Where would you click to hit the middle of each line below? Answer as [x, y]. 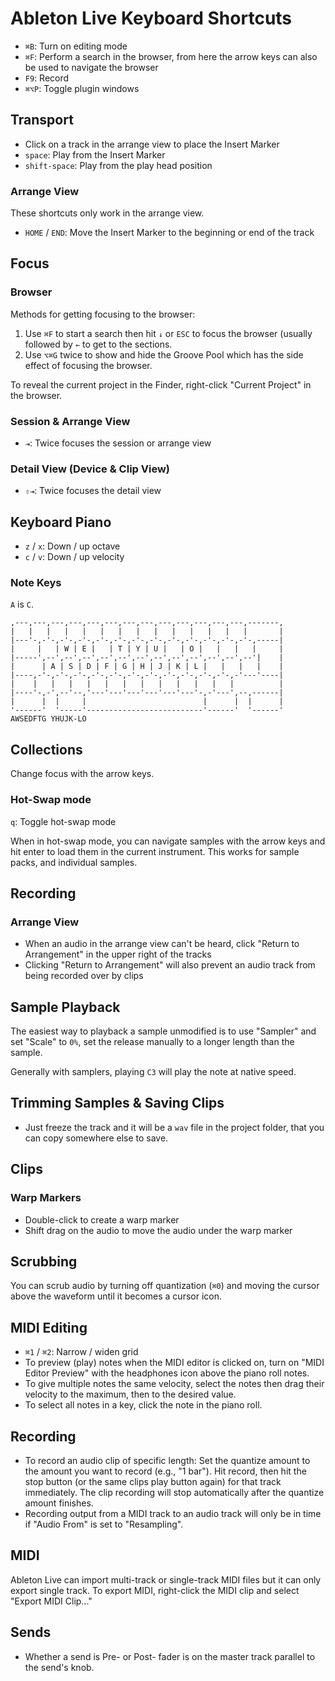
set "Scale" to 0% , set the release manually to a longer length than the [152, 1042]
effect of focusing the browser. [88, 365]
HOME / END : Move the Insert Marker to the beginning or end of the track [169, 233]
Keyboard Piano [61, 522]
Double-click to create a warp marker [102, 1219]
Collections [46, 749]
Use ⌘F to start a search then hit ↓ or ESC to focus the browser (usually [168, 333]
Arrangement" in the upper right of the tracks [118, 954]
